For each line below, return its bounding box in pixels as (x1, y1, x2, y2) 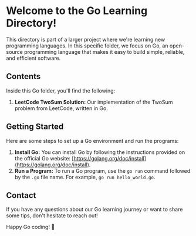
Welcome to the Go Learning (6, 4, 148, 18)
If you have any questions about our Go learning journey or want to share (6, 206, 183, 213)
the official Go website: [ (14, 155, 75, 162)
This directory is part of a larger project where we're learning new (6, 36, 165, 43)
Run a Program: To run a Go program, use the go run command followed (14, 167, 191, 174)
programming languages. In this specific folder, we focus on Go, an (6, 42, 168, 49)
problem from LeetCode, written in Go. (14, 104, 109, 112)
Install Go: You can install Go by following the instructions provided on (14, 148, 185, 156)
